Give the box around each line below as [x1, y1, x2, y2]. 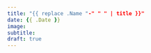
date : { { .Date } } [7, 17, 61, 23]
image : [7, 23, 26, 30]
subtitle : [7, 29, 36, 36]
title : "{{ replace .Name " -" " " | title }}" [7, 10, 145, 17]
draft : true [7, 36, 42, 43]
